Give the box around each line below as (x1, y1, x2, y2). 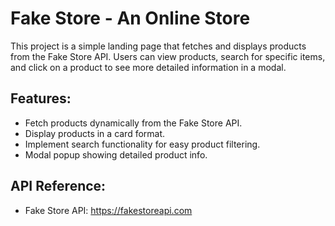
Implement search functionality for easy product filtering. (24, 138, 261, 150)
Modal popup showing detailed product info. (24, 148, 208, 161)
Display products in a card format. (24, 127, 166, 139)
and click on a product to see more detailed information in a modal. (10, 61, 287, 73)
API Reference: (10, 178, 107, 195)
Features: (10, 90, 72, 107)
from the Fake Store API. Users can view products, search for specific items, (10, 50, 326, 62)
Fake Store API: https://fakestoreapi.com (24, 204, 193, 216)
